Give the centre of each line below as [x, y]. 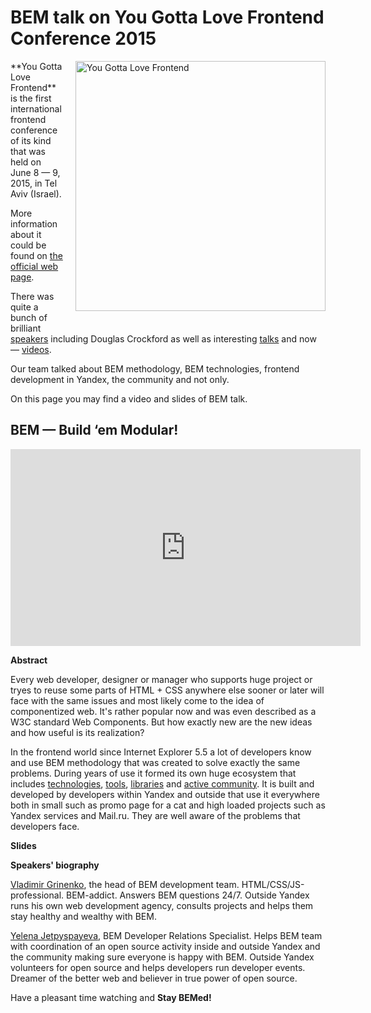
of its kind [31, 140]
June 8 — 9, [35, 172]
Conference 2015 [83, 38]
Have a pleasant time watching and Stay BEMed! [111, 997]
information [34, 223]
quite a [24, 307]
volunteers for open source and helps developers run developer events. [158, 967]
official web [34, 266]
